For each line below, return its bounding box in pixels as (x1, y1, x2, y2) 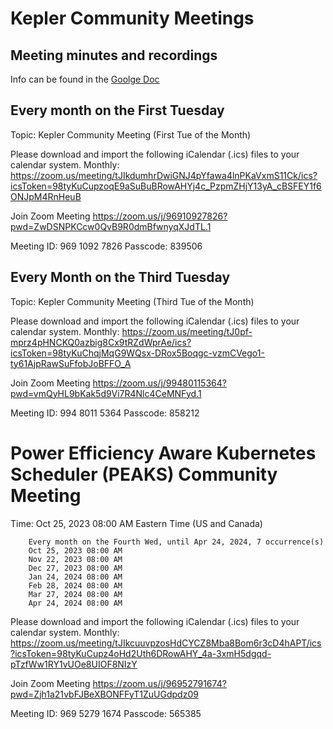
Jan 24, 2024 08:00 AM (28, 572, 123, 582)
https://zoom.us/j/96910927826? (92, 210, 228, 222)
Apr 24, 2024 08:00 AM (28, 598, 123, 608)
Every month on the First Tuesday (10, 102, 225, 119)
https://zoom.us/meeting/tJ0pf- (121, 325, 253, 337)
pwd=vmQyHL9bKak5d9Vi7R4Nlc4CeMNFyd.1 (10, 387, 202, 399)
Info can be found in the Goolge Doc (10, 73, 160, 85)
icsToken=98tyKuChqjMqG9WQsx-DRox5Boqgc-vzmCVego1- (10, 347, 265, 359)
